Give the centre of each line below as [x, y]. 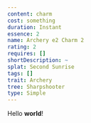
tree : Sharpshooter [36, 87]
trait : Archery [30, 80]
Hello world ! [26, 114]
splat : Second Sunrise [41, 67]
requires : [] [27, 54]
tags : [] [20, 73]
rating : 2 [22, 47]
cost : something [31, 21]
